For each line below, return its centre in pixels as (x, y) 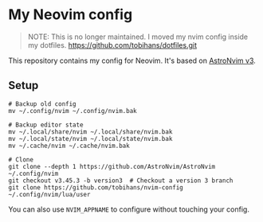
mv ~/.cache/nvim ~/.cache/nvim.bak (69, 146)
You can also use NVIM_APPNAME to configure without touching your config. (129, 209)
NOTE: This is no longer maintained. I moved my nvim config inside (138, 37)
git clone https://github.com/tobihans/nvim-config (96, 187)
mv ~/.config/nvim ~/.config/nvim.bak (73, 111)
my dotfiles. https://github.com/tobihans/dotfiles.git (112, 45)
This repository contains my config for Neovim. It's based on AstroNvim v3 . (132, 60)
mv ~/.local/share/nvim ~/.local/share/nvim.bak (90, 132)
